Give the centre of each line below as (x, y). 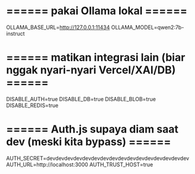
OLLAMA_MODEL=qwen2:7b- (148, 27)
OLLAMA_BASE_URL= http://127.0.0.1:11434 (58, 27)
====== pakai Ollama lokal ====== (97, 11)
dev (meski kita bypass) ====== (89, 142)
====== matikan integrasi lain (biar (96, 58)
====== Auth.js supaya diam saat (92, 129)
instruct (15, 33)
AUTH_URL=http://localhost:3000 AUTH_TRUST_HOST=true (80, 165)
